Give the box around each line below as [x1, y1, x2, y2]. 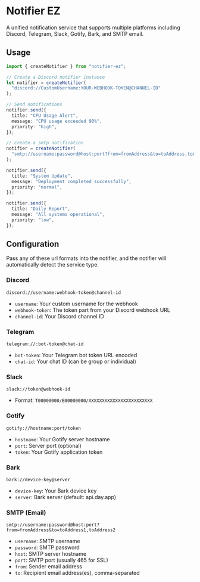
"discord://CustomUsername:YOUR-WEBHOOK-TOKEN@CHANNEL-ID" [11, 85, 161, 91]
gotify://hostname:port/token [6, 425, 82, 431]
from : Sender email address [14, 563, 82, 570]
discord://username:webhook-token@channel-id [6, 289, 121, 296]
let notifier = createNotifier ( [6, 79, 86, 86]
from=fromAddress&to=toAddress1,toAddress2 [6, 527, 116, 533]
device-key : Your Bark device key [14, 487, 97, 494]
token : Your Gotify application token [14, 448, 103, 456]
